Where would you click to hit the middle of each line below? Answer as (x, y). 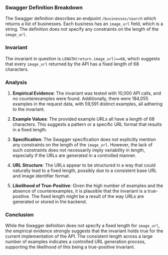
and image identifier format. (41, 176)
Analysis (16, 82)
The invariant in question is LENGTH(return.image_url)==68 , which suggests (83, 58)
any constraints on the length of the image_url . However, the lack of (82, 144)
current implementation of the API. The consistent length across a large (79, 236)
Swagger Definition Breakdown (44, 8)
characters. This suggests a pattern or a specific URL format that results (87, 124)
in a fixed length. (30, 129)
